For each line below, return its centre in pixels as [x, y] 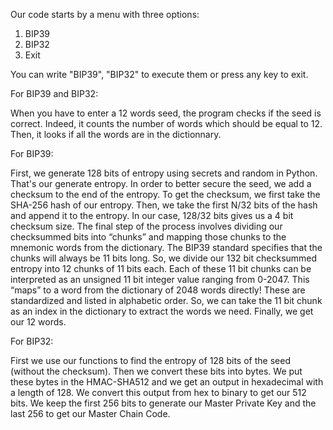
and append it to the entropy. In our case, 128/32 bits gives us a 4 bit [152, 215]
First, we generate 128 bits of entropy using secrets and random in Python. [164, 173]
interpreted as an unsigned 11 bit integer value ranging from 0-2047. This [160, 279]
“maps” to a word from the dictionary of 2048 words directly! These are [158, 290]
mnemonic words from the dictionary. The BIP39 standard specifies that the [166, 247]
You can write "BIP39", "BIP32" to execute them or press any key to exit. [159, 74]
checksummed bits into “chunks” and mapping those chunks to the [148, 237]
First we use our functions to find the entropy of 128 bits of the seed [150, 360]
